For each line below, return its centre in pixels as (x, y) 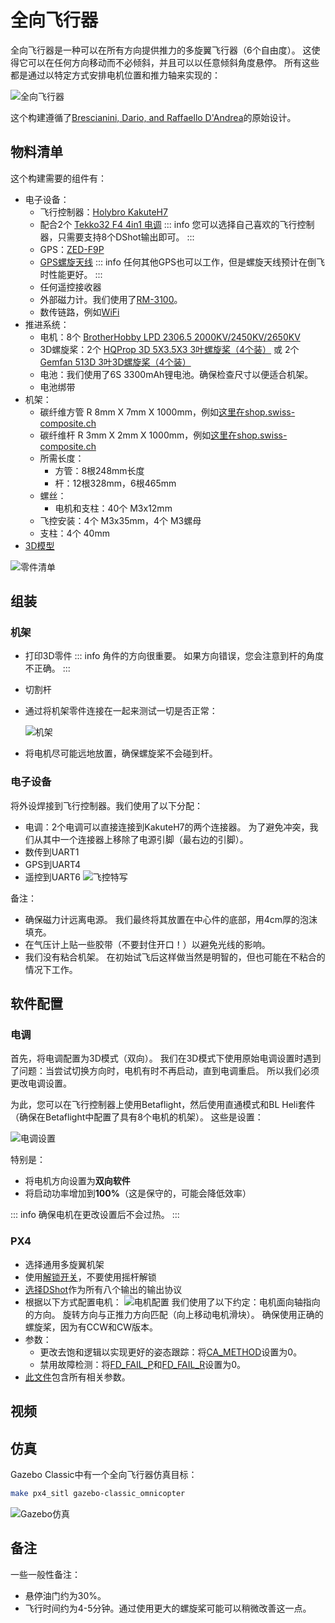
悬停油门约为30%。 (65, 1595)
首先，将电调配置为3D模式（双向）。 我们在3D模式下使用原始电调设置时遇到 (166, 1058)
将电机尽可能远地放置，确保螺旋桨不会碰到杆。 (121, 753)
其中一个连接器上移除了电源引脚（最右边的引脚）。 (145, 839)
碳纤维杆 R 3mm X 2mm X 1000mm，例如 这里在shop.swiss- (163, 435)
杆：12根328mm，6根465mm (115, 483)
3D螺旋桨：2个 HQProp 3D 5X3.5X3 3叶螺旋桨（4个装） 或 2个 (169, 349)
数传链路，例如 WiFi (79, 312)
